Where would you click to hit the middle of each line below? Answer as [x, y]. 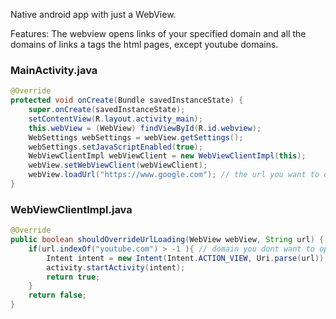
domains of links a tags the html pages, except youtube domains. [144, 44]
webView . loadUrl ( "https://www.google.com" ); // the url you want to [174, 175]
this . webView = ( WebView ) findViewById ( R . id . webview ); [145, 128]
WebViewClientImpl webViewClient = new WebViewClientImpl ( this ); [167, 156]
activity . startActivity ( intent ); [116, 267]
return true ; [73, 277]
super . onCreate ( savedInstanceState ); [107, 110]
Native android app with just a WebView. [93, 14]
